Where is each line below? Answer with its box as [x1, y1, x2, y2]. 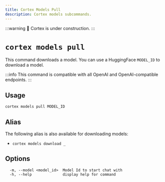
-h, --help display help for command [9, 172, 116, 177]
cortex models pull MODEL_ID [5, 104, 65, 109]
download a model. [5, 62, 44, 68]
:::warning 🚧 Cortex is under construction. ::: [5, 25, 95, 31]
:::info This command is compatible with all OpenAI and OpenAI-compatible [5, 72, 159, 78]
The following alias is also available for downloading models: [5, 131, 128, 137]
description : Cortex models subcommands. [5, 12, 92, 17]
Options [5, 154, 31, 163]
